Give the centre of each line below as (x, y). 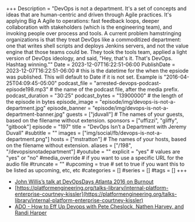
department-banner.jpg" (36, 114)
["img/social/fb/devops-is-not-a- (122, 133)
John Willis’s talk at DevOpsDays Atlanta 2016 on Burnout (84, 182)
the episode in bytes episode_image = (52, 102)
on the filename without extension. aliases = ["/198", (69, 145)
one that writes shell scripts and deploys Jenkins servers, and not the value (97, 46)
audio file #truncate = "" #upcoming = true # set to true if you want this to (95, 164)
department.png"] (28, 139)
